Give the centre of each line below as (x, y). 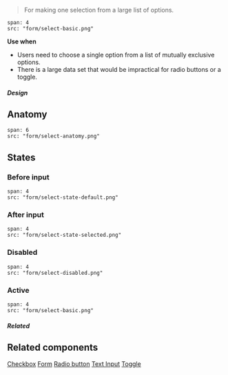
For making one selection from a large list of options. (99, 10)
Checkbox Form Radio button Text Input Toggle (74, 364)
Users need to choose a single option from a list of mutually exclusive (116, 55)
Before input (28, 177)
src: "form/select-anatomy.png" (53, 136)
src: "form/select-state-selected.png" (64, 235)
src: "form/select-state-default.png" (63, 198)
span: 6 (18, 131)
